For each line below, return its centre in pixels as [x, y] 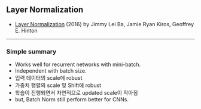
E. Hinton [26, 30]
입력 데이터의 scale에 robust [48, 78]
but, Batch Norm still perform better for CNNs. [71, 99]
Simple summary [31, 51]
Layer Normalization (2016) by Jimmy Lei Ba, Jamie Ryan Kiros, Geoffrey [104, 24]
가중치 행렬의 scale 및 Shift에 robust [58, 85]
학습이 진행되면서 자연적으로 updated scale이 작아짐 [76, 93]
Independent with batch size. [51, 71]
